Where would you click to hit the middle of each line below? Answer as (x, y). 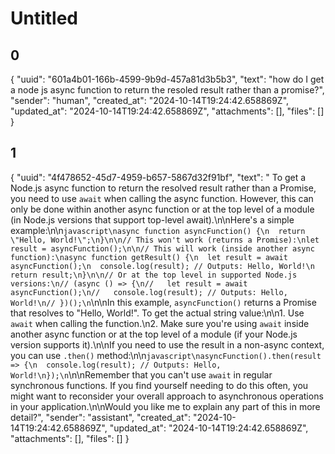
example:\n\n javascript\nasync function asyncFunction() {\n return (158, 230)
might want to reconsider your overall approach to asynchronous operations (167, 396)
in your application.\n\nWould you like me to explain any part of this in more (165, 406)
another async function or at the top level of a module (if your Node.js (154, 334)
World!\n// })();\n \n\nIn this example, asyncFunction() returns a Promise (163, 302)
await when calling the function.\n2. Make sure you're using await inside (160, 323)
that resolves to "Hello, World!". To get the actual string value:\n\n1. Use (157, 313)
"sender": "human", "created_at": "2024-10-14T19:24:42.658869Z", (150, 100)
